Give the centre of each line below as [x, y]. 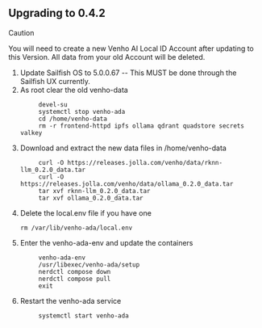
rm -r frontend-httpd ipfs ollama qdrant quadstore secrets [141, 126]
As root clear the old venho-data [74, 90]
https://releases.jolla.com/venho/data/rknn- [145, 162]
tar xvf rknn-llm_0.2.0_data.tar [94, 191]
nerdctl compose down [75, 271]
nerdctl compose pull [75, 279]
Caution [21, 32]
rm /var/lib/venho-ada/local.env [76, 228]
